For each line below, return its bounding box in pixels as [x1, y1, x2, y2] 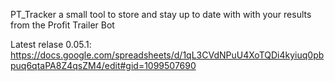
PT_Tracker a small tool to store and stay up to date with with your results [10, 9, 312, 20]
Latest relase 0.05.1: [10, 39, 92, 50]
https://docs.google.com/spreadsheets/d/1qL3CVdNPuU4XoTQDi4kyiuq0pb [10, 49, 325, 61]
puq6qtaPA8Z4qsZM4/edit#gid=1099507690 [10, 60, 197, 71]
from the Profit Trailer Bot [10, 19, 115, 31]
